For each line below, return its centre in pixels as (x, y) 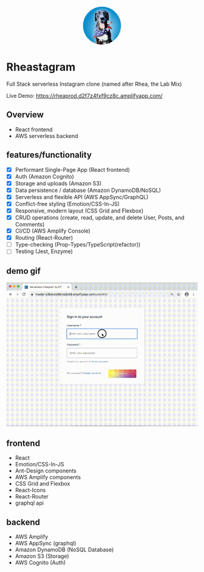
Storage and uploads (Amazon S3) (58, 183)
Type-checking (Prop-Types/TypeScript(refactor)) (78, 245)
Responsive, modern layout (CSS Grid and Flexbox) (79, 211)
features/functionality (49, 155)
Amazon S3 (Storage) (42, 556)
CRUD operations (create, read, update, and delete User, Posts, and (100, 217)
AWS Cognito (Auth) (40, 563)
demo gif (24, 271)
